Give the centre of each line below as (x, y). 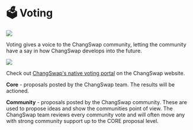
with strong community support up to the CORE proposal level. (82, 121)
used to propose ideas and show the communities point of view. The (89, 108)
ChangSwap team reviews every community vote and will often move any (96, 115)
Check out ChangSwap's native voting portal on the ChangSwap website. (96, 73)
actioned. (18, 91)
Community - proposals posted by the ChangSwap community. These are (97, 102)
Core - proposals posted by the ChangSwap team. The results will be (91, 84)
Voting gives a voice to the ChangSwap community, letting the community (96, 44)
